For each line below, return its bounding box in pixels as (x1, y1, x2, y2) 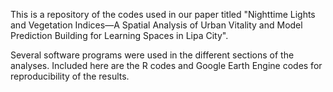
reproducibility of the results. (10, 70, 130, 82)
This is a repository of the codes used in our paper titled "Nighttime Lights (10, 9, 316, 20)
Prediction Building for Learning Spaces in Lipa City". (10, 30, 229, 41)
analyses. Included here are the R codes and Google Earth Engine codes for (10, 60, 323, 71)
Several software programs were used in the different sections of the (10, 49, 295, 61)
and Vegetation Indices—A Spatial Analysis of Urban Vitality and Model (10, 19, 303, 31)
